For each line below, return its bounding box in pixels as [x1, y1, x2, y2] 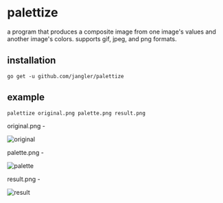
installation [7, 55, 56, 67]
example [7, 91, 45, 104]
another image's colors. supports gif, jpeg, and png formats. [7, 34, 177, 43]
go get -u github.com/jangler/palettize [7, 73, 125, 80]
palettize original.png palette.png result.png [7, 110, 146, 117]
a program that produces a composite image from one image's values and [7, 27, 216, 36]
